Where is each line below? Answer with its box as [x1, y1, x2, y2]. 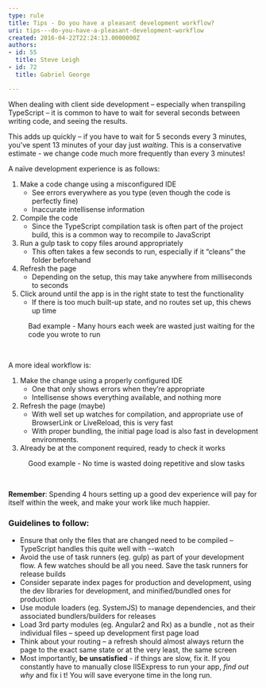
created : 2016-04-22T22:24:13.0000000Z [8, 33, 141, 42]
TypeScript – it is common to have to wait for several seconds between [8, 108, 241, 117]
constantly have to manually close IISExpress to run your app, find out [19, 662, 249, 671]
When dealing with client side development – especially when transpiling [8, 99, 246, 109]
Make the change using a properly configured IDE [19, 375, 183, 385]
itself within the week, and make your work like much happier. [8, 498, 210, 507]
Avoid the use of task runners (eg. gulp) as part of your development [19, 552, 245, 562]
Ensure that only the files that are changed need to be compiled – [19, 535, 234, 544]
